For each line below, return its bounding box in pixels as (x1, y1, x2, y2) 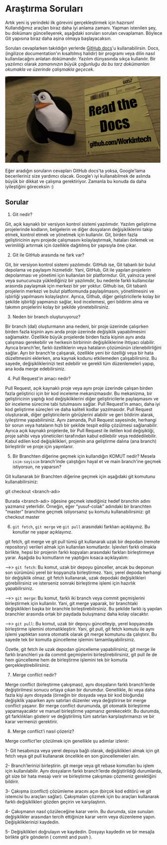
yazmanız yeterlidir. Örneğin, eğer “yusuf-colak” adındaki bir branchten (5, 503, 152, 509)
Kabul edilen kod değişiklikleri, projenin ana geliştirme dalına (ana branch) (5, 438, 157, 444)
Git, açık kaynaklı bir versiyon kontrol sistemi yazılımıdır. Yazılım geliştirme (5, 221, 157, 227)
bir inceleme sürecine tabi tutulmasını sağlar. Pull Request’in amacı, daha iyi (5, 401, 161, 407)
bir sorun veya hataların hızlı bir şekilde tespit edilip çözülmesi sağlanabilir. (5, 422, 158, 428)
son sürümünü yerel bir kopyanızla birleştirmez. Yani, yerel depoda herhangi (5, 569, 162, 575)
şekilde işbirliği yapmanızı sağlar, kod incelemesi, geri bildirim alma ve (5, 298, 149, 304)
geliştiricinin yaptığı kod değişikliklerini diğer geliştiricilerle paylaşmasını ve (5, 395, 159, 402)
